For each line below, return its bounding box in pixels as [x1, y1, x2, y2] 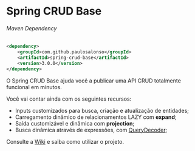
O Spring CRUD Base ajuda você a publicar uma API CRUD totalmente [6, 77, 181, 84]
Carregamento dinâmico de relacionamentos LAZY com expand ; [15, 113, 177, 121]
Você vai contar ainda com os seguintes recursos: [6, 95, 132, 102]
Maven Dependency [6, 24, 57, 32]
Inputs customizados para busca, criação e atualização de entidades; [15, 107, 190, 114]
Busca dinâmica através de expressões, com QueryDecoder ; [15, 126, 168, 133]
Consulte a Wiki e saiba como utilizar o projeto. [6, 138, 125, 145]
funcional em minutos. [6, 83, 62, 90]
